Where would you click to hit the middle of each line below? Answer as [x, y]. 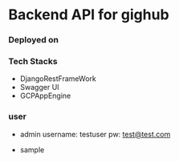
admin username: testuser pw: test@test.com [95, 134]
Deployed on [33, 40]
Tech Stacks [33, 62]
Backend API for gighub [89, 15]
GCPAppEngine [45, 96]
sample [32, 149]
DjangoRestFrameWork [58, 79]
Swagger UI [39, 87]
